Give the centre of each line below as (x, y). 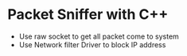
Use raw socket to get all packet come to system (99, 36)
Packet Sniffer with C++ (88, 15)
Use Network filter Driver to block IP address (92, 44)
